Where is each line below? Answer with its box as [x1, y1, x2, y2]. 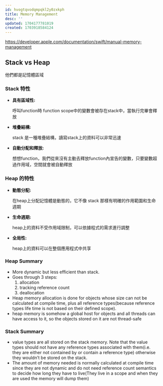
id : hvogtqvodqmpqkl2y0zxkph [5, 7, 65, 12]
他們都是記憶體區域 [5, 72, 44, 77]
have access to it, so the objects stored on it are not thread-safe [12, 315, 142, 321]
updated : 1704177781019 [5, 21, 54, 26]
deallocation [19, 289, 45, 295]
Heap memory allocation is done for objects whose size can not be [12, 295, 147, 301]
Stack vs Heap [5, 58, 50, 67]
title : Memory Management [5, 12, 58, 17]
